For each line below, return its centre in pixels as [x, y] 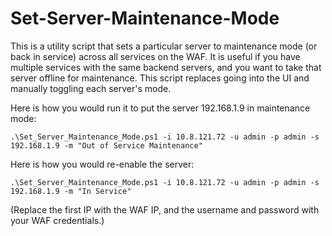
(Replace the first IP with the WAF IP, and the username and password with [165, 209]
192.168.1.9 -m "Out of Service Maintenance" [106, 145]
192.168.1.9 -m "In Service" [71, 191]
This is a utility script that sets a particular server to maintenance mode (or [164, 46]
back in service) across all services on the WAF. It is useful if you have [155, 56]
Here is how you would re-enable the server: [102, 164]
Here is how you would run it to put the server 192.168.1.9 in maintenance [160, 108]
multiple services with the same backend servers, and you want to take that [166, 67]
